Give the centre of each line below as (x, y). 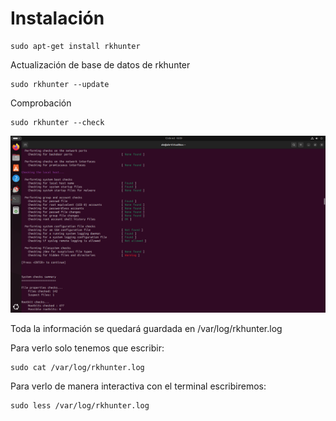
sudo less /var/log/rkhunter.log (80, 406)
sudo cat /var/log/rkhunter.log (77, 368)
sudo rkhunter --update (60, 84)
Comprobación (41, 103)
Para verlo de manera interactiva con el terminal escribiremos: (138, 386)
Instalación (57, 18)
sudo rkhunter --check (57, 122)
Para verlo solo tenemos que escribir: (87, 348)
